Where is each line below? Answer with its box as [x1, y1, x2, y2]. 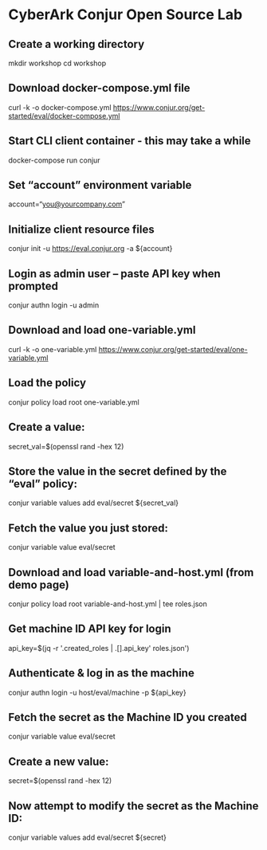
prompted [8, 279, 58, 292]
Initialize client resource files [8, 222, 155, 236]
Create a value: [8, 421, 85, 434]
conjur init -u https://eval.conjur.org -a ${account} [8, 244, 173, 253]
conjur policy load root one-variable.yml [8, 397, 139, 407]
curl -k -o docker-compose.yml [8, 102, 112, 112]
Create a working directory [8, 37, 145, 51]
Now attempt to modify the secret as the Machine [8, 799, 259, 813]
